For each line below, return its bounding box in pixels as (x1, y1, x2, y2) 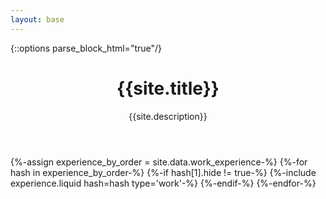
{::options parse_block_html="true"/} (10, 42, 163, 54)
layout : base (10, 14, 65, 25)
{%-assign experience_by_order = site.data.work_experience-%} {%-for (10, 156, 308, 168)
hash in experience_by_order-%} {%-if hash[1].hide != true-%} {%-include (10, 166, 317, 178)
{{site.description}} (128, 110, 208, 122)
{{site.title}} (116, 77, 220, 100)
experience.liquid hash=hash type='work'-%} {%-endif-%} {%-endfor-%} (10, 177, 317, 189)
